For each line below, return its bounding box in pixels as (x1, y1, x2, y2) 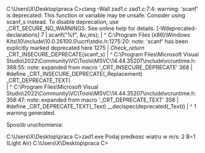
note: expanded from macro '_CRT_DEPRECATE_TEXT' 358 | (27, 96, 179, 103)
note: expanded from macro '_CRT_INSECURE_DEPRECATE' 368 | (27, 64, 193, 71)
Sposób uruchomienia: (6, 121, 64, 128)
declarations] (6, 31, 40, 39)
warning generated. (6, 110, 56, 116)
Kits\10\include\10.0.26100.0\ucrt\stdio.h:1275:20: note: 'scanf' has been (6, 38, 188, 45)
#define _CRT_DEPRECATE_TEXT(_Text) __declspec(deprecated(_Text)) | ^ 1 (6, 103, 197, 110)
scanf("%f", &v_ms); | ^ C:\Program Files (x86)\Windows (48, 31, 191, 39)
